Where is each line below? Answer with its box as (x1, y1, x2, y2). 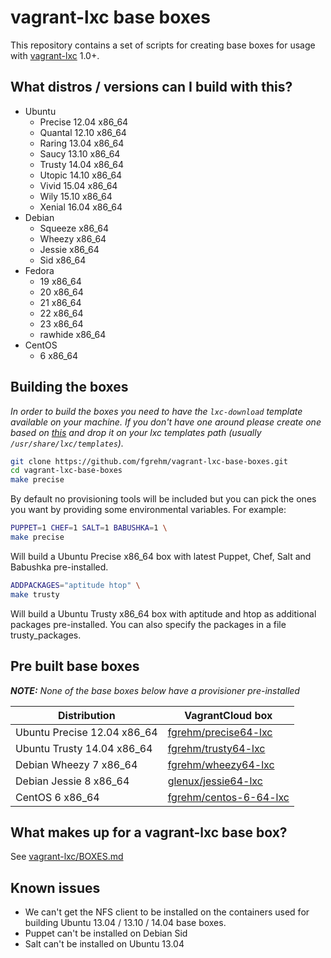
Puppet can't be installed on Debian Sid (24, 927, 188, 940)
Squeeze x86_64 (39, 222, 109, 234)
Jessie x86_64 (39, 243, 100, 255)
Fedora (24, 264, 55, 276)
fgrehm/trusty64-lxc (167, 741, 266, 755)
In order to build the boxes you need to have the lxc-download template (10, 405, 303, 417)
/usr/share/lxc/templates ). (10, 437, 124, 449)
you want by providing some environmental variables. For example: (10, 504, 287, 516)
